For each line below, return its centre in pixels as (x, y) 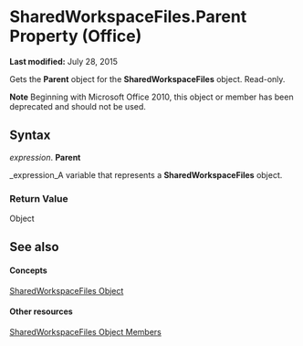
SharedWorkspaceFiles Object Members (86, 331)
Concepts (28, 270)
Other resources (41, 311)
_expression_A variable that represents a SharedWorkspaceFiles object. (146, 174)
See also (34, 247)
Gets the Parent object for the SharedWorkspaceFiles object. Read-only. (147, 79)
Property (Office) (76, 36)
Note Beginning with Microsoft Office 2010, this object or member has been (151, 97)
